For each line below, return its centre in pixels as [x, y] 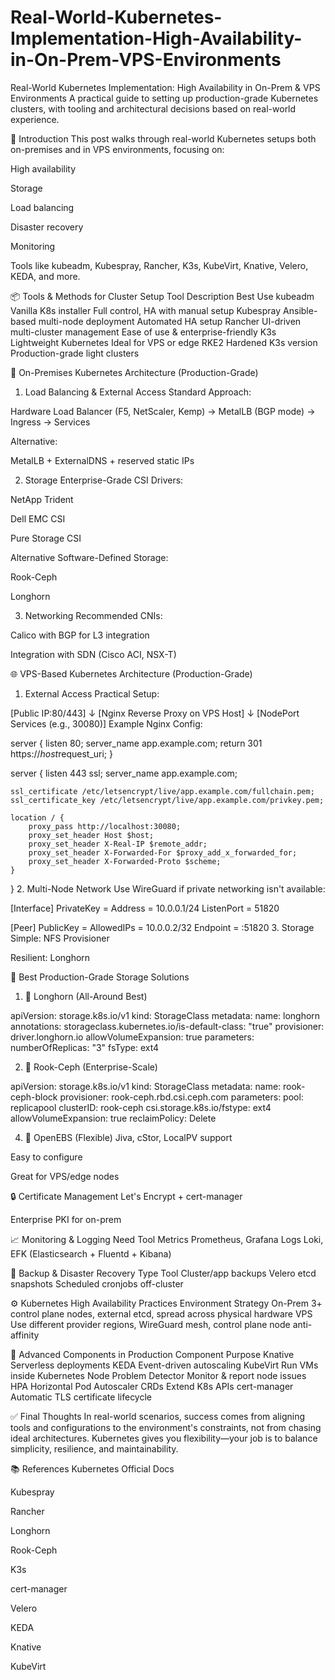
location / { [37, 817]
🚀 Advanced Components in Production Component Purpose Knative [152, 1354]
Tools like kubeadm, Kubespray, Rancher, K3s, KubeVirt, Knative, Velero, [159, 265]
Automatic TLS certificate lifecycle [81, 1397]
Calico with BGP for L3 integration [80, 635]
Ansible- [300, 310]
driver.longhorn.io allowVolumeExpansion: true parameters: [132, 1037]
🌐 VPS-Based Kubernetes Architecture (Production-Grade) [131, 673]
